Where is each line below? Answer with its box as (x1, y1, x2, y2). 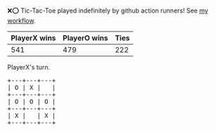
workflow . (7, 17, 36, 25)
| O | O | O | (7, 98, 56, 105)
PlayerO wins (63, 33, 108, 43)
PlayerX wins (11, 33, 56, 43)
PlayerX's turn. (7, 63, 51, 71)
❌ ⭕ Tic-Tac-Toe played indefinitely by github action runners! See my (7, 6, 209, 15)
